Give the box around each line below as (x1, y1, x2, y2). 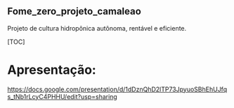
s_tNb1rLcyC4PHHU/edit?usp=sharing (7, 92, 117, 100)
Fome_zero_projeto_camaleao (7, 6, 142, 17)
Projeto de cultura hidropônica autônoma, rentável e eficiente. (7, 24, 187, 32)
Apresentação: (7, 62, 96, 77)
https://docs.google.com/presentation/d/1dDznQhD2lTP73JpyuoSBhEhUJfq (7, 85, 227, 93)
